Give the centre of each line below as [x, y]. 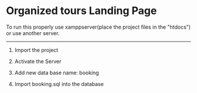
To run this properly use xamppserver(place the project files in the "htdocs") [98, 27]
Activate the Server [38, 61]
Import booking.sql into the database [59, 84]
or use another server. [33, 33]
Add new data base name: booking [57, 73]
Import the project [36, 50]
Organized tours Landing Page [81, 11]
